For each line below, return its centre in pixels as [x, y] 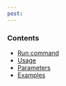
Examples [31, 75]
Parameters [34, 67]
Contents [23, 37]
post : [15, 14]
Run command [38, 53]
